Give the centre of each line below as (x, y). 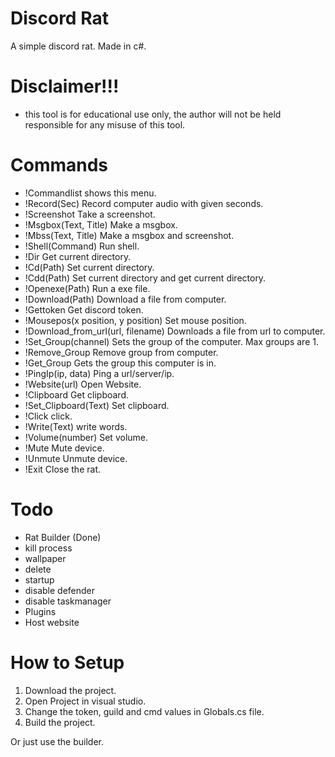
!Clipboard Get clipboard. (77, 394)
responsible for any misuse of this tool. (105, 124)
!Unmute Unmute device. (76, 458)
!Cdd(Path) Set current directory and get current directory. (145, 278)
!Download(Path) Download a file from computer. (125, 299)
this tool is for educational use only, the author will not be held (153, 114)
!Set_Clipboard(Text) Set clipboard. (97, 405)
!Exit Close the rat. (62, 469)
